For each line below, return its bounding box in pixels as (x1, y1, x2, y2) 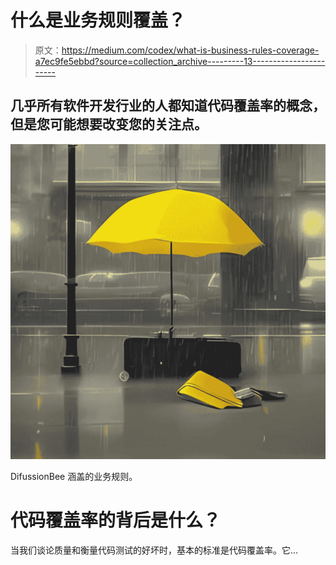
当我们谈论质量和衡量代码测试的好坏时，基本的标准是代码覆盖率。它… (10, 544, 299, 556)
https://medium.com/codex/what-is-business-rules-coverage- (61, 44, 320, 56)
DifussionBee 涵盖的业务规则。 (10, 470, 138, 482)
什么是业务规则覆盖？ (10, 9, 187, 32)
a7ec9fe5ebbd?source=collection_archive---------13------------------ (34, 55, 326, 67)
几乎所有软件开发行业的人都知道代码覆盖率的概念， (10, 97, 326, 115)
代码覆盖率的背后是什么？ (10, 509, 222, 531)
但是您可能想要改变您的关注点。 (10, 116, 208, 133)
